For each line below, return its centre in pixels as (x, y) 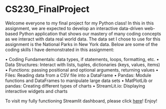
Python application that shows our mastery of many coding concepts (90, 33)
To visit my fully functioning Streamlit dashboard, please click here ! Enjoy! (81, 100)
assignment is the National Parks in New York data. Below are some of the (81, 44)
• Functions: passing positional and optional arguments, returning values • (82, 70)
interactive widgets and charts (36, 91)
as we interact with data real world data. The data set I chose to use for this (83, 39)
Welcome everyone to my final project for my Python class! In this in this (79, 23)
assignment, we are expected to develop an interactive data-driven (74, 28)
